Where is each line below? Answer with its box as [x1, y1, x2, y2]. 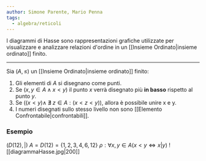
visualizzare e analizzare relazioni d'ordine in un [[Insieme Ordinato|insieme [6, 43, 197, 51]
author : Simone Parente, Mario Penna [6, 9, 103, 15]
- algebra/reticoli [12, 20, 62, 26]
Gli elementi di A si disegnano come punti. [15, 80, 122, 87]
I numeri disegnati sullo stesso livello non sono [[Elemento [15, 105, 162, 113]
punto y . [15, 92, 37, 100]
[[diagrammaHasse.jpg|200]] [6, 148, 80, 155]
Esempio [6, 127, 33, 136]
